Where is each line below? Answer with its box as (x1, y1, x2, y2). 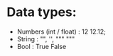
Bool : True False (16, 42, 67, 50)
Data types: (6, 4, 77, 20)
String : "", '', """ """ (16, 34, 75, 43)
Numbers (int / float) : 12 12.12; (16, 27, 106, 36)
